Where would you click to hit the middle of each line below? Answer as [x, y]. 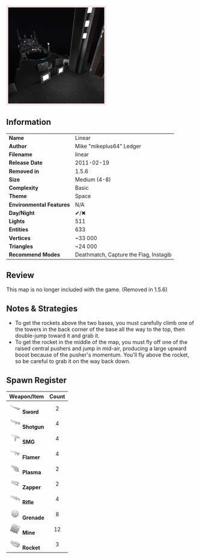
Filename [21, 154]
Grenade [33, 518]
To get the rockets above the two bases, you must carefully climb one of [104, 323]
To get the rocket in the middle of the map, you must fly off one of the [101, 342]
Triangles [21, 246]
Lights [17, 222]
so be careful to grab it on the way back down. [73, 361]
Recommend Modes [35, 255]
